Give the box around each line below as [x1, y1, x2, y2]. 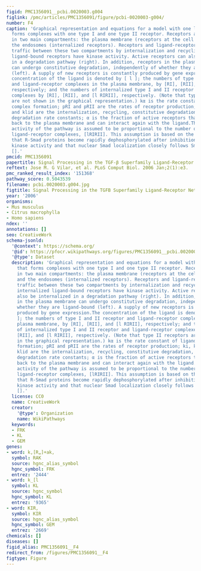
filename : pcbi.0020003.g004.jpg [6, 182, 90, 188]
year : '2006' [6, 193, 39, 199]
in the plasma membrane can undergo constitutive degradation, [17, 299, 178, 305]
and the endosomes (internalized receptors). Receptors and [17, 277, 170, 283]
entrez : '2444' [11, 471, 50, 477]
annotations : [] [6, 226, 47, 232]
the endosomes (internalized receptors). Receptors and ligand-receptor [11, 43, 197, 49]
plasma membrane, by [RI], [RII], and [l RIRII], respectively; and [17, 321, 191, 327]
